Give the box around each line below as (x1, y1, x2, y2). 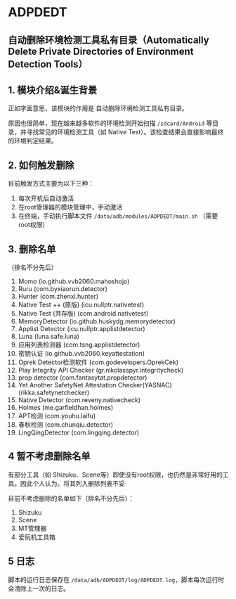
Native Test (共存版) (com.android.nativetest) (18, 309, 149, 318)
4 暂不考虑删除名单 (8, 451, 91, 463)
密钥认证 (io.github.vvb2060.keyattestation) (18, 349, 145, 358)
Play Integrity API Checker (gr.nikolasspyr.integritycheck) (18, 366, 184, 375)
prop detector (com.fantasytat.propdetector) (18, 373, 147, 382)
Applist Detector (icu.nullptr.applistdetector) (18, 325, 146, 333)
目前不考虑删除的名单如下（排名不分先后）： (8, 494, 134, 503)
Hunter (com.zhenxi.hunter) (18, 292, 99, 301)
